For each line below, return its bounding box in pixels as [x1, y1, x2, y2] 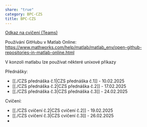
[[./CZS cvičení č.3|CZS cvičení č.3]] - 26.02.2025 [12, 113, 114, 119]
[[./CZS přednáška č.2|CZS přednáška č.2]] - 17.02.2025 [12, 83, 126, 89]
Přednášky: [5, 69, 28, 75]
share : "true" [5, 7, 34, 12]
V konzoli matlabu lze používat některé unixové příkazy [5, 59, 117, 65]
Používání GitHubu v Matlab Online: [5, 39, 77, 45]
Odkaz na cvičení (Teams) [5, 30, 58, 36]
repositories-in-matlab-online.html [5, 50, 75, 55]
